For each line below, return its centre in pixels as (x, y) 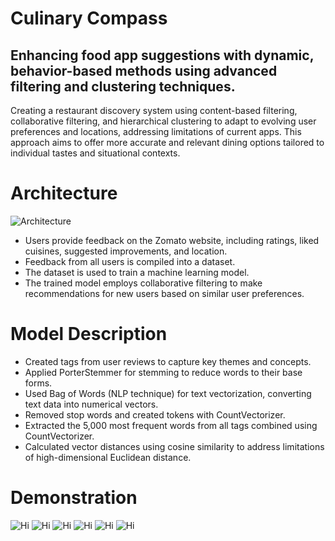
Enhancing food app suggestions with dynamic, (162, 55)
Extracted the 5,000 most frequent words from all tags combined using (171, 425)
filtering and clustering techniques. (123, 86)
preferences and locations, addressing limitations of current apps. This (156, 131)
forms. (38, 383)
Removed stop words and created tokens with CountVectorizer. (155, 414)
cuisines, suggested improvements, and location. (126, 251)
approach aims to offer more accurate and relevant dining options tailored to (167, 142)
